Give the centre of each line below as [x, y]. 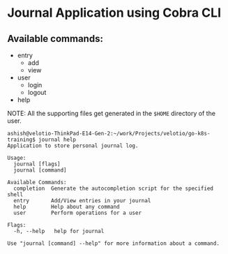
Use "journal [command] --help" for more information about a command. [113, 244]
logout [37, 92]
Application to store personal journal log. [73, 146]
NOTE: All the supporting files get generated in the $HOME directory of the [112, 113]
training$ [22, 140]
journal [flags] [37, 164]
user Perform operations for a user [77, 213]
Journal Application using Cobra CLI [114, 13]
